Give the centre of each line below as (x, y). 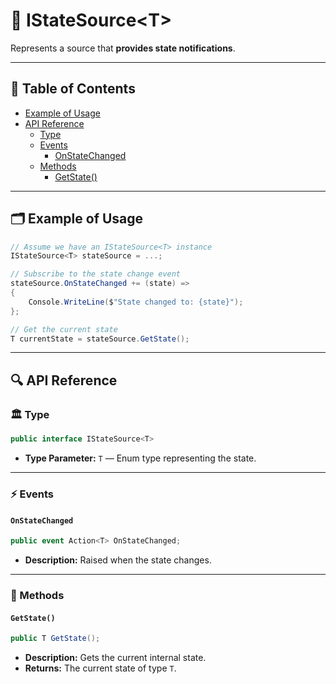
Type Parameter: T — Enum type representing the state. (140, 458)
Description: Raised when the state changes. (118, 560)
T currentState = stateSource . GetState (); (100, 339)
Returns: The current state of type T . (100, 668)
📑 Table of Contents (73, 89)
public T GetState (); (55, 639)
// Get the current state (64, 329)
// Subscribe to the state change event (96, 274)
